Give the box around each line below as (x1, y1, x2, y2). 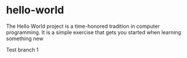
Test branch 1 (6, 46, 39, 53)
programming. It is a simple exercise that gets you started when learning (6, 28, 181, 35)
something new (6, 35, 44, 42)
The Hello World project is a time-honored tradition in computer (6, 23, 160, 30)
